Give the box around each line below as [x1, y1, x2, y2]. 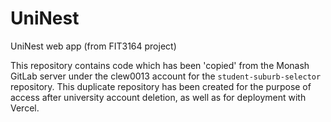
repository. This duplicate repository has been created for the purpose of [10, 80, 312, 92]
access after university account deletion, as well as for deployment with [10, 91, 307, 103]
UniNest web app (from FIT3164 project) [10, 40, 177, 52]
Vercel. [10, 102, 40, 114]
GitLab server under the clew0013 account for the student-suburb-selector [10, 70, 322, 82]
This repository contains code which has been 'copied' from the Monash [10, 59, 310, 71]
